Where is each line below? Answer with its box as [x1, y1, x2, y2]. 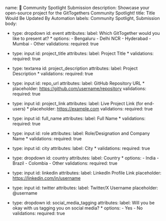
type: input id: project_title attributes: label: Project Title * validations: [12, 50, 154, 56]
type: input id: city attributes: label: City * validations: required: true [12, 145, 150, 151]
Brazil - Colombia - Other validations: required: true [12, 160, 118, 166]
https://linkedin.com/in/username [12, 175, 81, 181]
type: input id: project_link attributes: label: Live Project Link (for [12, 101, 144, 107]
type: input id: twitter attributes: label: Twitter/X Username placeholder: [12, 185, 158, 191]
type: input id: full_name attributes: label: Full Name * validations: [12, 115, 146, 121]
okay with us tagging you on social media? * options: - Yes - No [12, 205, 143, 211]
